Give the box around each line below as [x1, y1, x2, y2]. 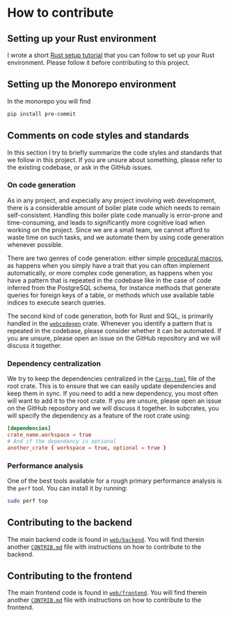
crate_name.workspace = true [7, 431, 92, 438]
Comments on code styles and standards [7, 130, 189, 142]
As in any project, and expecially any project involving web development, [7, 196, 216, 205]
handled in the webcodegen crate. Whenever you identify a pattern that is [7, 319, 213, 328]
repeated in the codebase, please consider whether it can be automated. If [7, 326, 221, 335]
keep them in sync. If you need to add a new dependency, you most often [7, 390, 218, 398]
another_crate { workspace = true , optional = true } [7, 444, 167, 451]
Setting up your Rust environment [7, 33, 157, 45]
